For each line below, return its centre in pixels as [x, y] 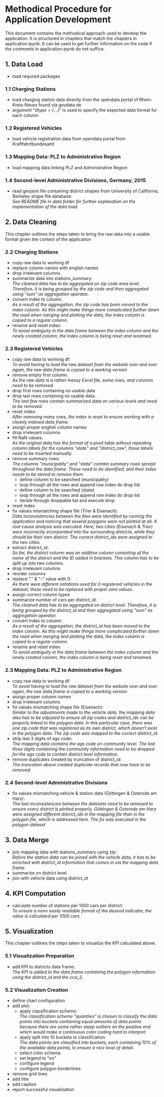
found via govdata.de [60, 105]
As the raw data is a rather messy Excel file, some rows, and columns [82, 380]
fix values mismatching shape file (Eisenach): [58, 707]
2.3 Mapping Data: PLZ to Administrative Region [63, 670]
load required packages [36, 76]
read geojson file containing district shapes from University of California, [85, 191]
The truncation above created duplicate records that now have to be [81, 764]
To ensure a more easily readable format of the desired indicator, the [82, 910]
